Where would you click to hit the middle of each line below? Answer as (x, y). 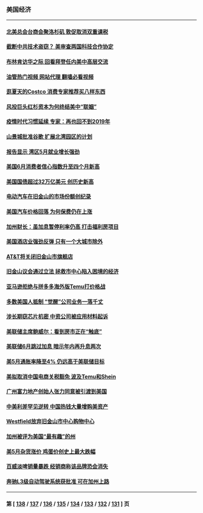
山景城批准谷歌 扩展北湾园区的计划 (49, 137)
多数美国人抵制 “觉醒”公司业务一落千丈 (55, 302)
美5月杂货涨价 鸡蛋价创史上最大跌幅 (51, 451)
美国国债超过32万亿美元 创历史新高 (50, 181)
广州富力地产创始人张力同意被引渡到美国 (56, 391)
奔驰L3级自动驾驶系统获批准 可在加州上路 (58, 481)
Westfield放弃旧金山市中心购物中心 (50, 422)
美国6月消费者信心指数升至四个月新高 (53, 167)
